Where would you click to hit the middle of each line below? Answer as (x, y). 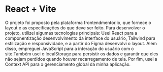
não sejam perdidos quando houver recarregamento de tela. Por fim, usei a (81, 59)
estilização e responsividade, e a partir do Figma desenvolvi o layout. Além (81, 43)
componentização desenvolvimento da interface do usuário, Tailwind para (80, 38)
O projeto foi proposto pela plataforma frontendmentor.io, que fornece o (78, 23)
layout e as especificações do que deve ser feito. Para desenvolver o (75, 27)
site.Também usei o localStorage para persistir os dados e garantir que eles (82, 54)
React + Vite (31, 9)
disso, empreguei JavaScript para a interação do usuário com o (69, 48)
